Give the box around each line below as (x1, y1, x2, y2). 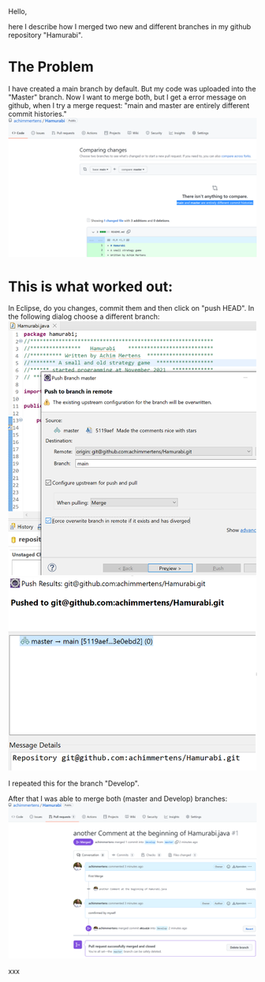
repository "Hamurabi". (8, 31, 83, 39)
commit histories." (8, 109, 67, 118)
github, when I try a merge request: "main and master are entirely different (8, 100, 250, 110)
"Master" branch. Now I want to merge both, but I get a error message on (8, 92, 247, 102)
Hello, (8, 7, 28, 16)
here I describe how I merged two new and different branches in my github (8, 22, 252, 31)
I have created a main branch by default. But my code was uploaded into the (8, 84, 256, 93)
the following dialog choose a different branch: (8, 312, 160, 322)
